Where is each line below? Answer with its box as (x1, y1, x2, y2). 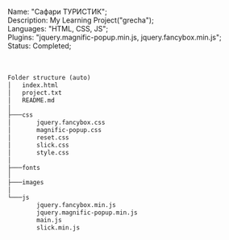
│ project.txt (7, 89, 62, 97)
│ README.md (7, 96, 56, 104)
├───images (7, 179, 44, 187)
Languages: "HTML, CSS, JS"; (7, 24, 109, 33)
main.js (36, 216, 62, 224)
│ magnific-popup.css (7, 126, 102, 134)
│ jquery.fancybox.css (7, 118, 106, 127)
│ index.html (7, 81, 59, 89)
